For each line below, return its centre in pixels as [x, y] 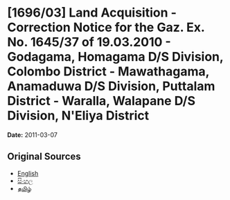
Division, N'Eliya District [78, 116]
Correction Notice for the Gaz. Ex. [106, 27]
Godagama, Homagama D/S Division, [115, 57]
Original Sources [44, 157]
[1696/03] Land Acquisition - [92, 13]
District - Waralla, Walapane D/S [101, 101]
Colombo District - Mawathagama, [108, 72]
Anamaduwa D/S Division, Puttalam [111, 86]
